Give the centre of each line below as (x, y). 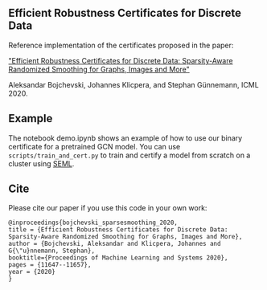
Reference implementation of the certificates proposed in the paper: (121, 45)
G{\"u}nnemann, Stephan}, (51, 251)
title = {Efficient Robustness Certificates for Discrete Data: (118, 230)
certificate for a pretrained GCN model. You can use (94, 146)
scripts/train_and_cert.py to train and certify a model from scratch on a (129, 155)
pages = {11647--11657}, (50, 265)
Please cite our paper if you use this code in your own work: (108, 208)
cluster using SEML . (41, 163)
